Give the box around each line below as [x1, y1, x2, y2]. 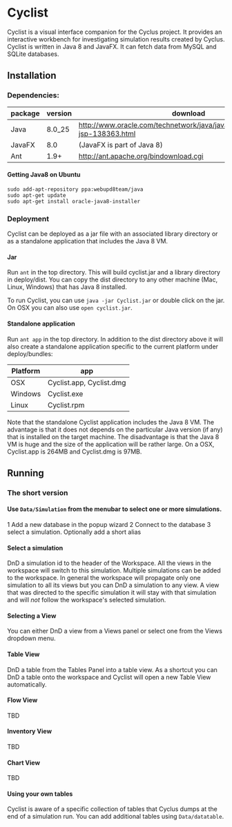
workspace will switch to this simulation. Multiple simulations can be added [7, 566, 221, 575]
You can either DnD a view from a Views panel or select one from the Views [7, 627, 223, 635]
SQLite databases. [7, 50, 60, 58]
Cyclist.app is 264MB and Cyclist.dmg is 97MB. [7, 447, 142, 456]
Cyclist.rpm [47, 400, 85, 409]
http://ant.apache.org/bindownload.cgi [78, 151, 204, 160]
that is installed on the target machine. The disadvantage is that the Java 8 [7, 432, 220, 440]
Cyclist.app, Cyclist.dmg [47, 378, 126, 387]
